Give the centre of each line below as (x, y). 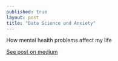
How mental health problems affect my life (59, 40)
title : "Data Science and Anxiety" (51, 23)
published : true (27, 12)
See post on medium (32, 52)
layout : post (23, 18)
